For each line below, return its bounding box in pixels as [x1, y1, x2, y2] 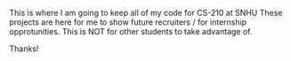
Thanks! [9, 43, 39, 54]
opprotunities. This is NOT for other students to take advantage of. [9, 27, 253, 36]
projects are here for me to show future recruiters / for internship [9, 17, 247, 27]
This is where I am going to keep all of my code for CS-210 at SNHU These [9, 8, 283, 18]
